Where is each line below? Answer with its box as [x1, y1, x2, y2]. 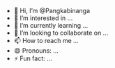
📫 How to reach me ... [13, 37, 79, 44]
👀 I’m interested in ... [13, 14, 73, 22]
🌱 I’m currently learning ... [13, 22, 89, 29]
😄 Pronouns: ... [13, 46, 59, 55]
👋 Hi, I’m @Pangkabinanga [13, 7, 91, 15]
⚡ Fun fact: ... [13, 54, 52, 62]
